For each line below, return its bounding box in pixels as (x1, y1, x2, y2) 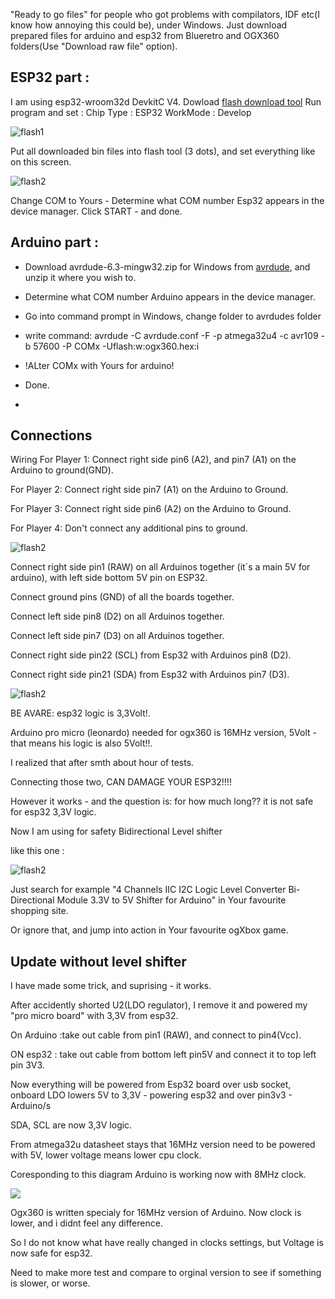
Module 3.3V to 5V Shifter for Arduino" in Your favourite (56, 894, 287, 906)
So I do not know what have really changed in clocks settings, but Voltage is (10, 1237, 324, 1249)
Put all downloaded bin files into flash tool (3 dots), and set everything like (10, 145, 316, 157)
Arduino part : (10, 234, 99, 251)
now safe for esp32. (10, 1247, 93, 1259)
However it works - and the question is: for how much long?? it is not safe (10, 795, 314, 808)
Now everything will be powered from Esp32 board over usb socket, (10, 1079, 292, 1091)
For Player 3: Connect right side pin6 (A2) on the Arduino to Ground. (10, 503, 292, 515)
